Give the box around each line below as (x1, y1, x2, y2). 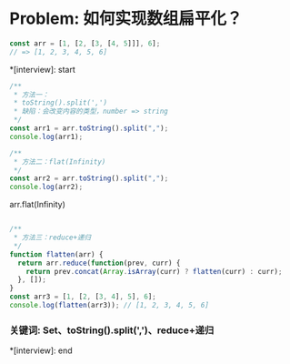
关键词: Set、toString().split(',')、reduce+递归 (9, 324, 215, 337)
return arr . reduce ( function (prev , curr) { (17, 258, 181, 268)
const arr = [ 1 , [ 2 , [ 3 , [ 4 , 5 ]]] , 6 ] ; (9, 38, 161, 48)
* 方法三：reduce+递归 (13, 233, 91, 242)
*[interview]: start (9, 64, 75, 75)
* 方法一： (13, 90, 50, 99)
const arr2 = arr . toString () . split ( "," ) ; (9, 174, 169, 183)
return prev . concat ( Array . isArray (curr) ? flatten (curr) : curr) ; (25, 267, 283, 276)
